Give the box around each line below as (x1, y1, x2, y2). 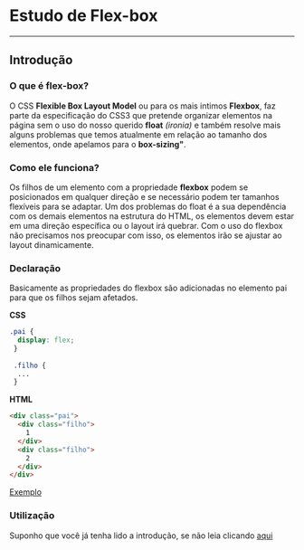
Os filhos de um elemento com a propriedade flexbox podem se (9, 182, 249, 193)
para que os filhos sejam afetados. (9, 292, 138, 303)
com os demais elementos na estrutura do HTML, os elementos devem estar (9, 210, 295, 222)
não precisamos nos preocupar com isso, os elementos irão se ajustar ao (9, 230, 282, 241)
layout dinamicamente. (9, 239, 94, 250)
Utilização (9, 509, 55, 522)
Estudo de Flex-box (9, 5, 158, 26)
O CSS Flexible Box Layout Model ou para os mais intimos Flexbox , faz (9, 100, 276, 111)
